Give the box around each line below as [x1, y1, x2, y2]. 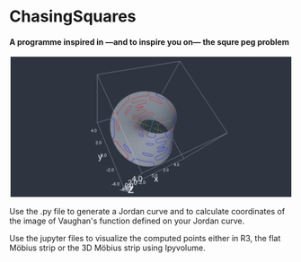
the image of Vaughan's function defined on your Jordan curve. [9, 215, 245, 226]
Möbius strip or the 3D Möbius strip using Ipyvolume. [9, 242, 206, 253]
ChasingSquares [9, 6, 137, 27]
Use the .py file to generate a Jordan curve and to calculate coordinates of [9, 206, 286, 217]
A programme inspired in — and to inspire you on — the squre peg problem [9, 36, 289, 47]
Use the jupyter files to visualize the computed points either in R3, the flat [9, 233, 281, 244]
